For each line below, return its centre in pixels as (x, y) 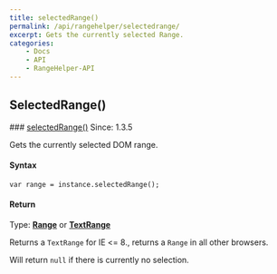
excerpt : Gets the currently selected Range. (96, 34)
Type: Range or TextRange (60, 225)
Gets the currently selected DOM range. (84, 144)
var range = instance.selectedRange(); (85, 184)
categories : (32, 43)
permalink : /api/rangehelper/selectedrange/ (95, 26)
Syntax (23, 165)
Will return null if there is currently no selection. (100, 260)
